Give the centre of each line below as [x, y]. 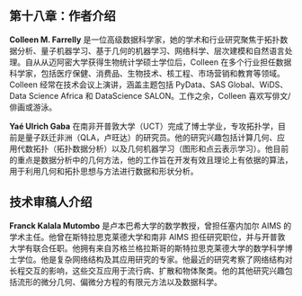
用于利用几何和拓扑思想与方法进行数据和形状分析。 [104, 171]
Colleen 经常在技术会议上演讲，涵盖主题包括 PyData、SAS [118, 85]
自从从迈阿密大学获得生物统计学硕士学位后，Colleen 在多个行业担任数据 [158, 62]
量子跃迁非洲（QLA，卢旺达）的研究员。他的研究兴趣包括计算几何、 [151, 137]
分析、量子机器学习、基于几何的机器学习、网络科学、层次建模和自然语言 [151, 50]
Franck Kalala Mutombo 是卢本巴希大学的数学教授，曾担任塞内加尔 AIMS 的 [151, 225]
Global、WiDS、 [258, 85]
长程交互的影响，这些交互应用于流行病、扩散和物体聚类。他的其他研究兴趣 [147, 270]
